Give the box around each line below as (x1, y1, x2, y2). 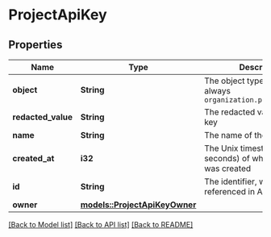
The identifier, (204, 176, 257, 187)
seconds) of (204, 153, 250, 164)
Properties (8, 38, 63, 52)
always (204, 85, 231, 96)
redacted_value (12, 111, 73, 123)
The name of (204, 130, 252, 140)
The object (204, 75, 245, 86)
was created (204, 163, 252, 174)
